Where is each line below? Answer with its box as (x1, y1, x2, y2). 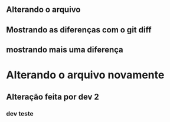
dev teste (6, 109, 34, 117)
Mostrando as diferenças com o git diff (6, 25, 152, 35)
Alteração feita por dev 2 (6, 91, 99, 102)
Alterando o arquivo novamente (6, 68, 165, 82)
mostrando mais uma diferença (6, 45, 124, 55)
